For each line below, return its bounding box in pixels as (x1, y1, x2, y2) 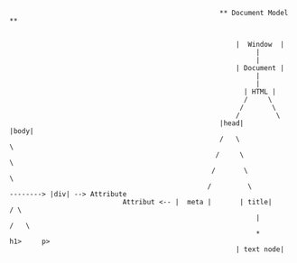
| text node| (235, 245, 284, 254)
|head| (219, 119, 245, 128)
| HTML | (243, 87, 277, 96)
